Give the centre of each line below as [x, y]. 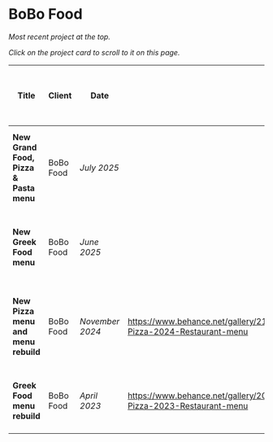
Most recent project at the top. [60, 37]
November [100, 321]
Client [60, 95]
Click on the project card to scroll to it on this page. [94, 52]
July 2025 [100, 168]
